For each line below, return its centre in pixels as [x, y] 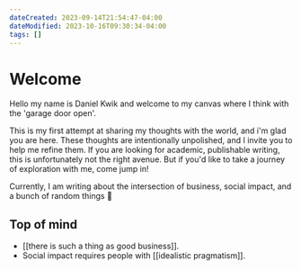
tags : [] [26, 34]
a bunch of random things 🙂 [61, 196]
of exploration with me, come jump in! [79, 169]
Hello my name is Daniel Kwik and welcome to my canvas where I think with [149, 103]
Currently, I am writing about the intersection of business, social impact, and [150, 186]
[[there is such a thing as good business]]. [101, 246]
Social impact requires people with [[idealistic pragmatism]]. [133, 256]
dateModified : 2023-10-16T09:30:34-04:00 [88, 26]
